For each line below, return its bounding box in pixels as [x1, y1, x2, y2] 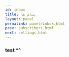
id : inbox [5, 7, 26, 12]
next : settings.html [5, 30, 48, 35]
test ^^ [5, 47, 21, 54]
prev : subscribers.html [5, 26, 54, 31]
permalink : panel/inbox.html [5, 21, 65, 26]
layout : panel [5, 16, 34, 21]
